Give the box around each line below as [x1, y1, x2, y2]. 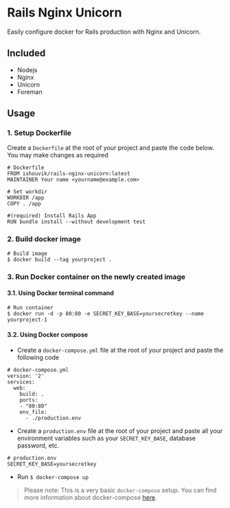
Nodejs [16, 65, 38, 74]
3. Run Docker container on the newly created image [7, 272, 186, 281]
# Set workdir [7, 188, 48, 195]
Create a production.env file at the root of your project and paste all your [16, 427, 223, 435]
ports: [19, 397, 38, 404]
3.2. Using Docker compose [7, 331, 88, 339]
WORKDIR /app [7, 195, 45, 201]
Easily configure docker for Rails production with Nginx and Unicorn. [7, 27, 201, 36]
